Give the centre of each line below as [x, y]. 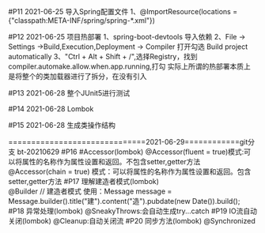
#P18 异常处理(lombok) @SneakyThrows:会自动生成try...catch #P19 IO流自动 [133, 211]
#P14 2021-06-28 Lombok [51, 109]
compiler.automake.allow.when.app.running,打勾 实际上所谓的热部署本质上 [130, 66]
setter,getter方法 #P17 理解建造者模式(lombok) [84, 181]
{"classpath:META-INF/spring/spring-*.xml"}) [82, 21]
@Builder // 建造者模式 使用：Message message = [90, 191]
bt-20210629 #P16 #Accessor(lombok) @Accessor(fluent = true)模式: [131, 152]
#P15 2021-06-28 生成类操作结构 [62, 125]
